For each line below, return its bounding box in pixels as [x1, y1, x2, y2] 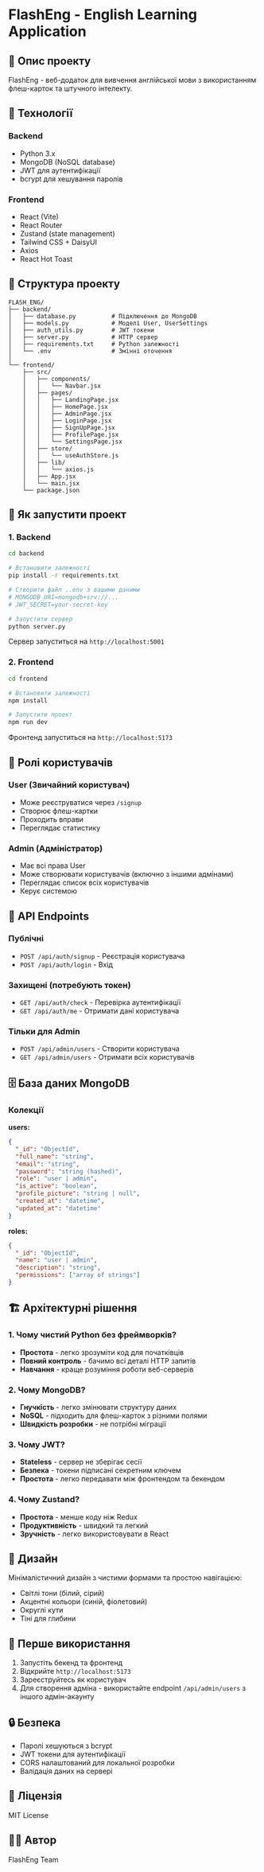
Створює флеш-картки [19, 806, 98, 815]
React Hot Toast [19, 254, 73, 263]
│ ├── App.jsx [22, 472, 77, 481]
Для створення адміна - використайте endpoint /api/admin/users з [19, 1683, 247, 1693]
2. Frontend [8, 656, 54, 667]
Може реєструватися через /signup [19, 797, 142, 807]
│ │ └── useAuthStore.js [22, 451, 119, 459]
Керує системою [19, 886, 78, 896]
